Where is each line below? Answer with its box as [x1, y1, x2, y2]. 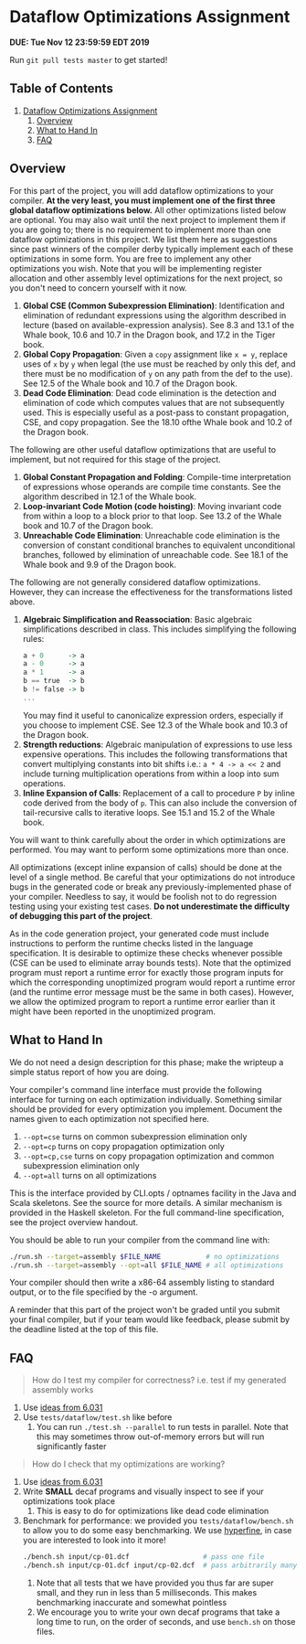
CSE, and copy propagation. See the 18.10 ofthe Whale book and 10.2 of [22, 416, 293, 427]
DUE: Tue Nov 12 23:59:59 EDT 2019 [9, 37, 150, 48]
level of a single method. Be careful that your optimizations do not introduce [9, 871, 295, 882]
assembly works [31, 1384, 94, 1395]
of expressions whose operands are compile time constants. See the [22, 481, 281, 492]
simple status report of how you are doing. [9, 1066, 170, 1077]
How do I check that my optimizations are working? [31, 1458, 226, 1469]
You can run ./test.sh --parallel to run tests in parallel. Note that [36, 1422, 290, 1433]
